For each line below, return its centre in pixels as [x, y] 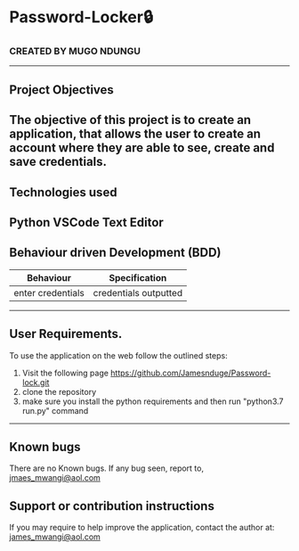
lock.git [36, 382]
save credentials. [58, 162]
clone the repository [59, 391]
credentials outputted [138, 292]
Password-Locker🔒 [81, 17]
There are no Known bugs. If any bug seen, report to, [107, 468]
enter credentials [49, 292]
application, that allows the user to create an [135, 134]
